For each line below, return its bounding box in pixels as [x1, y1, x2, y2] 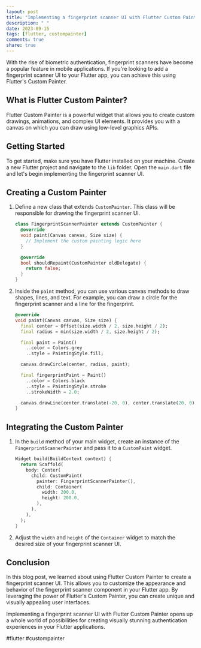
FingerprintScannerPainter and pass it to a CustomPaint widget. [14, 445, 172, 452]
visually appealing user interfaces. [6, 599, 91, 606]
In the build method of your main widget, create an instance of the [14, 438, 179, 445]
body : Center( [26, 467, 61, 473]
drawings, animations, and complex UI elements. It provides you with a [6, 118, 181, 125]
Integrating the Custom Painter [6, 422, 124, 432]
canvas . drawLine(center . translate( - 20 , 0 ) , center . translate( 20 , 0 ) [20, 400, 195, 406]
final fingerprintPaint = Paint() [20, 373, 106, 379]
